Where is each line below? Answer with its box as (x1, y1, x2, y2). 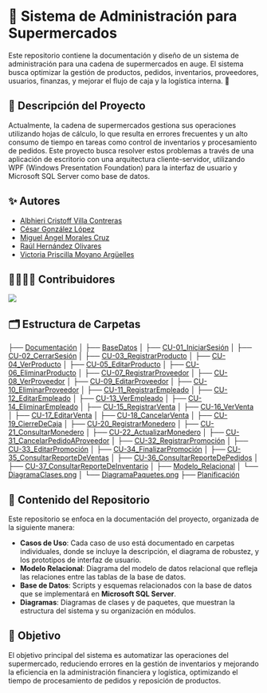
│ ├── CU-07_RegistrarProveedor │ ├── (78, 368, 213, 378)
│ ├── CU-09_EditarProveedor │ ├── (66, 377, 192, 386)
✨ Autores (8, 195, 61, 208)
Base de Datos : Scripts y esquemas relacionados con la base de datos (19, 580, 253, 590)
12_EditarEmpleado (8, 394, 72, 403)
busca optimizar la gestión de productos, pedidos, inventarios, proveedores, (8, 67, 259, 77)
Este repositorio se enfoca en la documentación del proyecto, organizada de (8, 514, 259, 524)
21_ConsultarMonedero (8, 427, 84, 438)
